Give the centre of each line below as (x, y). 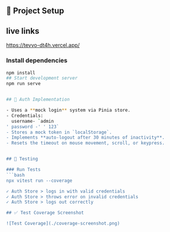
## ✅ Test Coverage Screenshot (45, 213)
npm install (21, 73)
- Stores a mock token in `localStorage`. (59, 132)
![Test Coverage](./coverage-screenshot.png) (63, 224)
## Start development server (42, 78)
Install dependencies (37, 61)
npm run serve (24, 84)
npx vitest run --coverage (39, 181)
